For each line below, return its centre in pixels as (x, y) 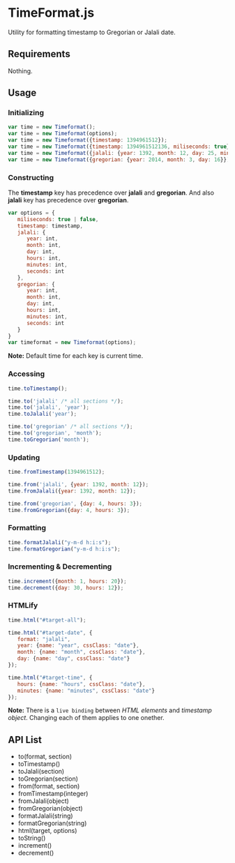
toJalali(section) (41, 772)
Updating (24, 457)
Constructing (31, 177)
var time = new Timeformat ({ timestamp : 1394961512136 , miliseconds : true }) (120, 147)
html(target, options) (47, 831)
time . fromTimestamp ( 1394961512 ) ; (56, 472)
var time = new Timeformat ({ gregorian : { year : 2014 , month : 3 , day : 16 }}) (119, 159)
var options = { (31, 213)
